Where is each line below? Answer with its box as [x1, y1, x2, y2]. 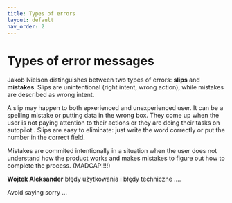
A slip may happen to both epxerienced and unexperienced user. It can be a [7, 104, 224, 112]
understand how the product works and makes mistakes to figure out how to [7, 154, 225, 163]
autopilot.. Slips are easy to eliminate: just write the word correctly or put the [7, 126, 225, 134]
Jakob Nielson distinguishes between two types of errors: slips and [7, 76, 200, 84]
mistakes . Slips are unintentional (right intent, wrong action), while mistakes [7, 83, 224, 91]
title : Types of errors [7, 10, 76, 17]
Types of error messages [7, 53, 154, 69]
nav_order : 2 [7, 23, 45, 30]
